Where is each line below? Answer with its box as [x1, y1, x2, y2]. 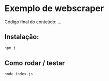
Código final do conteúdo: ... [4, 19, 62, 25]
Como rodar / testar [4, 59, 65, 67]
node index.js [4, 72, 33, 77]
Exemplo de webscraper [4, 3, 104, 14]
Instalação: [4, 33, 39, 41]
